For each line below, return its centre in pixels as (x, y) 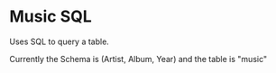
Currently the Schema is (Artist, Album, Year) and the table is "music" (138, 59)
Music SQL (51, 17)
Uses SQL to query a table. (60, 41)
